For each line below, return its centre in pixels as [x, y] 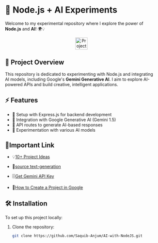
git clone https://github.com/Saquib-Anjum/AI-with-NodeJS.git [77, 236]
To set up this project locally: [34, 218]
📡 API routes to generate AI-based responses [57, 125]
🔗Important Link [30, 145]
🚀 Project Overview [35, 62]
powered [14, 84]
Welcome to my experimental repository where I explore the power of [74, 23]
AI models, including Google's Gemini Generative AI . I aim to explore [74, 79]
